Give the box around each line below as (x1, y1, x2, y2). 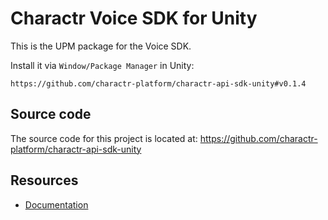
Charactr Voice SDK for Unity (10, 7, 258, 30)
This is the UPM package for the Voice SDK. (10, 40, 192, 52)
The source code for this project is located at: (10, 132, 198, 144)
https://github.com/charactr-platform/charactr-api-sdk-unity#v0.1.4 (10, 78, 307, 89)
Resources (10, 172, 79, 189)
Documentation (24, 198, 89, 211)
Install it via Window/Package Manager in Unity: (10, 59, 195, 71)
